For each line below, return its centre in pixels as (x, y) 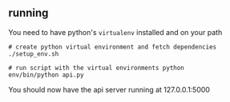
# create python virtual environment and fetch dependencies (113, 47)
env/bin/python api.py (46, 75)
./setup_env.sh (34, 54)
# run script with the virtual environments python (96, 68)
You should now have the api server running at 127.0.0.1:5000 (109, 89)
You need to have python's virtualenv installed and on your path (115, 32)
